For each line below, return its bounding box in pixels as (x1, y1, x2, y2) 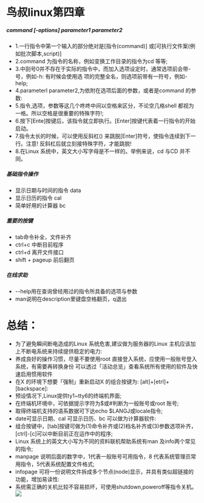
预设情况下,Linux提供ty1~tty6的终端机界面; (15, 392, 122, 399)
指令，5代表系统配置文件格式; (20, 460, 95, 468)
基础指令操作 (6, 170, 38, 177)
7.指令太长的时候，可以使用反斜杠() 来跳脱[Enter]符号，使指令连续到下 (15, 132, 191, 140)
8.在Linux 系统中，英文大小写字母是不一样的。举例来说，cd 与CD (15, 148, 178, 155)
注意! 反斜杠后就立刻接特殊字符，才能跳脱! (25, 140, 132, 148)
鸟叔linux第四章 (6, 5, 85, 19)
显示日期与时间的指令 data (15, 186, 81, 194)
